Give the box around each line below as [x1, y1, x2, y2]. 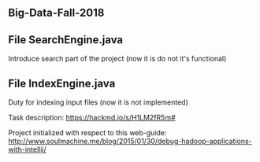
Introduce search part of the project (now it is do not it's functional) [8, 54, 227, 64]
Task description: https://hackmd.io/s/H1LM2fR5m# [8, 113, 176, 123]
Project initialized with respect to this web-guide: [8, 128, 167, 138]
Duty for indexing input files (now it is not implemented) [8, 98, 189, 107]
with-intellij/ [8, 145, 47, 154]
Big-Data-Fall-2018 [8, 6, 105, 20]
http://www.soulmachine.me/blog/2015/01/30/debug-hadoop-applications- [8, 137, 252, 146]
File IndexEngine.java [8, 76, 116, 90]
